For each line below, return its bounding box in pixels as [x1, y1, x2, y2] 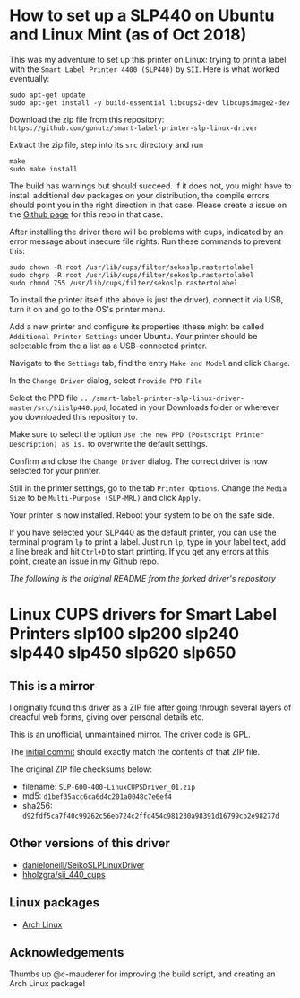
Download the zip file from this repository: [9, 114, 165, 125]
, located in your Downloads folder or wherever [105, 401, 279, 413]
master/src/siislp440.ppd [9, 403, 106, 413]
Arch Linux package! [9, 978, 86, 989]
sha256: [21, 800, 53, 810]
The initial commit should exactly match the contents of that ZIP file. [9, 746, 261, 757]
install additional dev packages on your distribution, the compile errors [9, 189, 270, 200]
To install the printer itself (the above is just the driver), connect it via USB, [9, 293, 284, 305]
